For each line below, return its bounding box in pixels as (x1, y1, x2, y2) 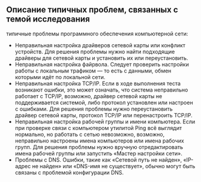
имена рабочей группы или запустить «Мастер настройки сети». (14, 150, 183, 157)
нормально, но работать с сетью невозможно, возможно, (14, 131, 165, 138)
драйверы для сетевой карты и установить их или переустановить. (14, 54, 188, 62)
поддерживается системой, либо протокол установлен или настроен (14, 99, 193, 106)
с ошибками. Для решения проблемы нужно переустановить (14, 105, 173, 113)
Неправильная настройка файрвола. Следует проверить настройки (14, 60, 189, 68)
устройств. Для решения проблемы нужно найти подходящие (14, 48, 175, 55)
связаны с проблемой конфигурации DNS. (14, 169, 124, 176)
